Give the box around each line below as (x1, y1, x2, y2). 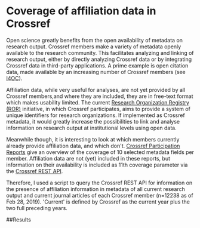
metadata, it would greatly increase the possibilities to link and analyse (6, 118, 180, 125)
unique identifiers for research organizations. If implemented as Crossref (6, 112, 185, 119)
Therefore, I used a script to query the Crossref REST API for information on (6, 179, 193, 186)
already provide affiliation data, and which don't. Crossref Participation (6, 142, 180, 149)
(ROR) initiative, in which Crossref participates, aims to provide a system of (6, 105, 191, 112)
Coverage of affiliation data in (6, 4, 156, 18)
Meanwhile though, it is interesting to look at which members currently (6, 135, 180, 143)
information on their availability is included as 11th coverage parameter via (6, 161, 188, 168)
